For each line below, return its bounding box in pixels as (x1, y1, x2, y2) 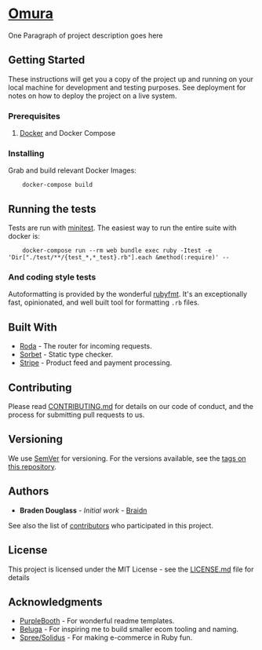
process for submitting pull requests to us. (8, 410, 145, 420)
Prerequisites (8, 111, 60, 122)
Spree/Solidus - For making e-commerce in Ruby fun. (19, 633, 193, 642)
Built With (8, 320, 57, 334)
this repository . (8, 462, 57, 471)
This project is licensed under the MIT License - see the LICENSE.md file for (8, 564, 254, 574)
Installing (8, 148, 45, 159)
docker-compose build (22, 181, 93, 189)
